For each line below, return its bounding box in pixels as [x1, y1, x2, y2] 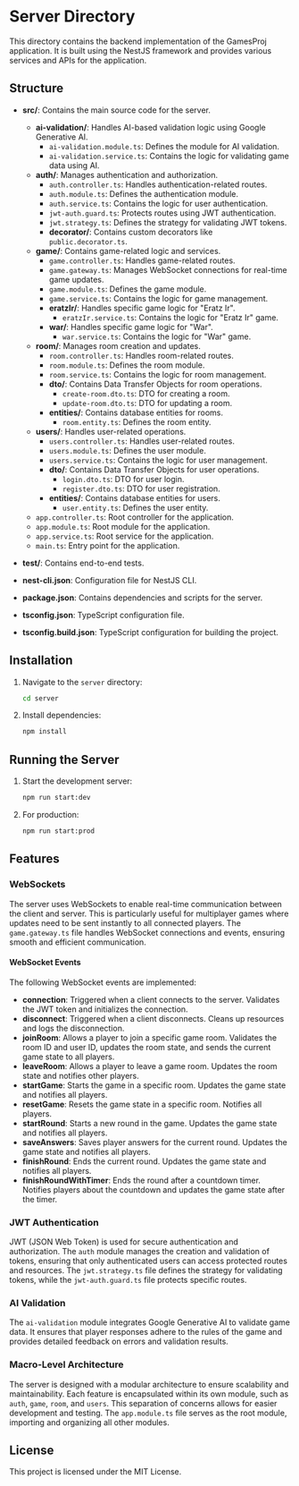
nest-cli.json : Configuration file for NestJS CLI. [21, 574, 197, 585]
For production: [21, 810, 79, 819]
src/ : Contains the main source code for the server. [21, 105, 212, 115]
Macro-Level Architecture [9, 1358, 124, 1371]
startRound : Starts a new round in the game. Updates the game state [21, 1117, 278, 1128]
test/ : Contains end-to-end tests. [21, 557, 145, 568]
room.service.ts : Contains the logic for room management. [48, 369, 267, 379]
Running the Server [9, 751, 120, 767]
